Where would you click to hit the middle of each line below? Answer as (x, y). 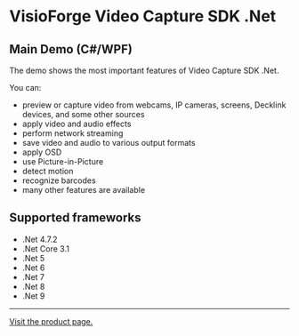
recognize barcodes (59, 180)
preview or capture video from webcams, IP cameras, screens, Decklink (154, 105)
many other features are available (83, 190)
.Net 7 (33, 276)
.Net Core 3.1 (45, 248)
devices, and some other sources (83, 114)
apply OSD (42, 152)
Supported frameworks (75, 218)
